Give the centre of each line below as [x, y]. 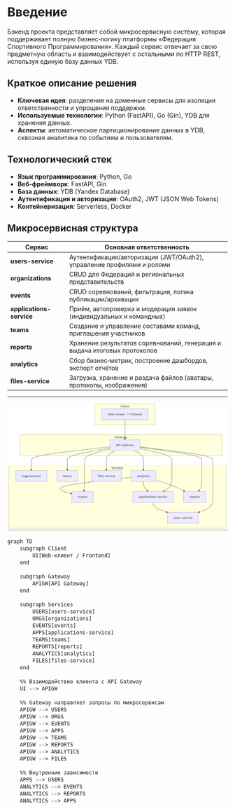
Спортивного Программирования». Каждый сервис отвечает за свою [112, 46]
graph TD [20, 542]
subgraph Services [47, 605]
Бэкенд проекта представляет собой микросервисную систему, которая [116, 32]
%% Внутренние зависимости [59, 773]
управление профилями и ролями [120, 265]
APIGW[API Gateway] [61, 584]
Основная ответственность [147, 247]
